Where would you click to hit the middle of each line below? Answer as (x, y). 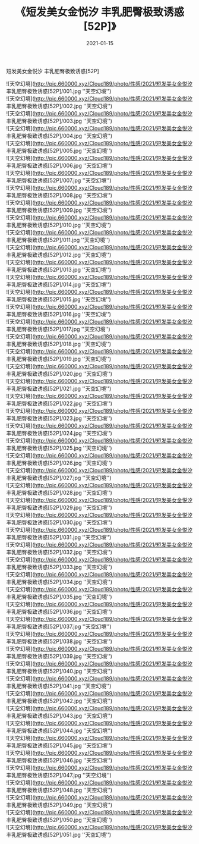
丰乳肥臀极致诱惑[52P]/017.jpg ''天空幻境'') (59, 329)
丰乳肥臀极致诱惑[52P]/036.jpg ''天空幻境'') (59, 611)
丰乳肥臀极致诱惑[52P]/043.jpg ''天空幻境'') (59, 716)
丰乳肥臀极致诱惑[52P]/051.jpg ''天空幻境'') (59, 834)
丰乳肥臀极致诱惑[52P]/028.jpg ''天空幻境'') (59, 492)
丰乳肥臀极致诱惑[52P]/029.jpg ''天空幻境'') (59, 507)
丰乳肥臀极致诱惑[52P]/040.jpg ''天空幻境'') (59, 671)
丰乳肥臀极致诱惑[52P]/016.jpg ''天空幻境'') (59, 314)
